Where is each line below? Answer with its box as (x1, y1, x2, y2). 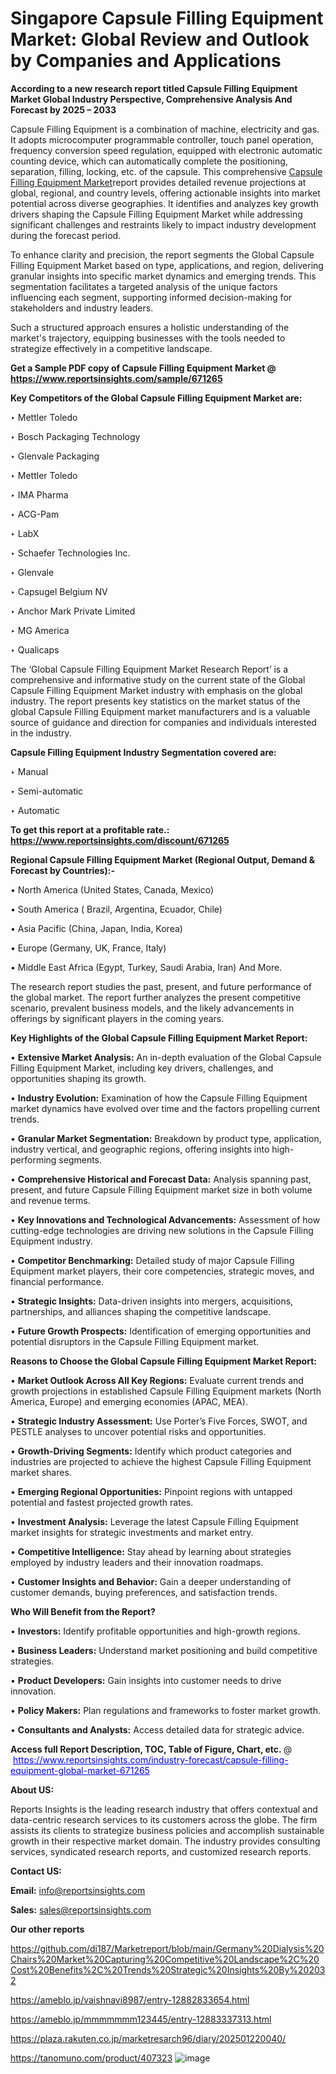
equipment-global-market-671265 (10, 1764, 150, 1776)
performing (10, 1153, 57, 1166)
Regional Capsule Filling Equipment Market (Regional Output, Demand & (10, 853, 316, 866)
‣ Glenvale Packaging (10, 450, 100, 462)
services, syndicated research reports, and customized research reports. (10, 1845, 312, 1857)
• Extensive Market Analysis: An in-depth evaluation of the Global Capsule (10, 1051, 322, 1063)
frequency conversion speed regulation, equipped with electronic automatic (10, 144, 323, 156)
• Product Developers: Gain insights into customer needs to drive (10, 1674, 282, 1686)
